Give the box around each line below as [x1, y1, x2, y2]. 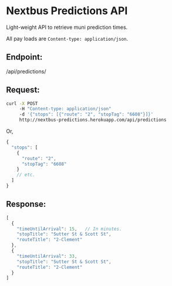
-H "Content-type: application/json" [19, 106, 112, 112]
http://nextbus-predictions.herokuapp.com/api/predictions [19, 117, 167, 123]
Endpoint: [6, 52, 43, 63]
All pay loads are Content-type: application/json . [6, 35, 129, 42]
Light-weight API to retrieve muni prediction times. [6, 24, 128, 31]
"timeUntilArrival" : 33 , [16, 253, 77, 259]
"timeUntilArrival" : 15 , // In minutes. [16, 226, 122, 232]
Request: [6, 85, 40, 95]
